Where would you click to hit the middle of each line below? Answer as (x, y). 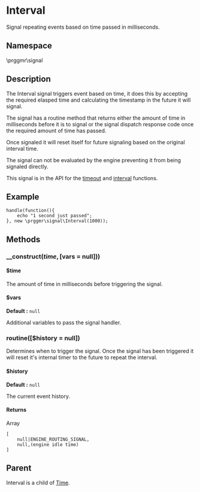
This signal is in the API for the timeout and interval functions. (82, 178)
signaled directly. (28, 166)
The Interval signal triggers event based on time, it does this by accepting (97, 93)
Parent (19, 468)
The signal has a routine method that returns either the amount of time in (96, 118)
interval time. (22, 148)
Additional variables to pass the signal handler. (64, 323)
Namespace (29, 46)
